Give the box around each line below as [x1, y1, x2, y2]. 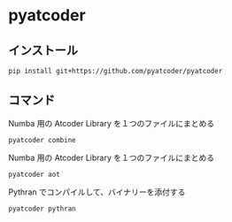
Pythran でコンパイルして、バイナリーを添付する [8, 187, 186, 197]
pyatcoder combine [8, 135, 76, 144]
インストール [8, 42, 79, 57]
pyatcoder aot [8, 170, 61, 179]
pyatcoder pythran [8, 204, 76, 213]
